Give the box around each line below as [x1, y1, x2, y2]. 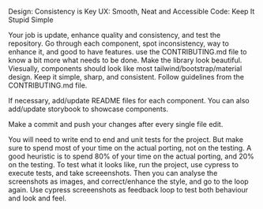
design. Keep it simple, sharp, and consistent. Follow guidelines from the [8, 73, 245, 81]
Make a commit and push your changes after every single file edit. [8, 120, 224, 129]
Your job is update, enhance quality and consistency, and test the [8, 31, 221, 39]
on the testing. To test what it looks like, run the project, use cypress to [8, 160, 239, 169]
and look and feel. [8, 193, 67, 203]
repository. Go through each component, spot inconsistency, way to [8, 39, 229, 48]
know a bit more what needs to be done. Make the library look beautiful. [8, 55, 242, 65]
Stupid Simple [8, 15, 54, 24]
